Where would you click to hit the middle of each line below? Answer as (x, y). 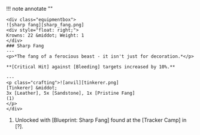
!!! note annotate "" (30, 9)
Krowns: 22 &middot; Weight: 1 (45, 35)
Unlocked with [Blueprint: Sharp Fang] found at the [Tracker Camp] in (101, 120)
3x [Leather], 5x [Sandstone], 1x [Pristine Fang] (71, 93)
